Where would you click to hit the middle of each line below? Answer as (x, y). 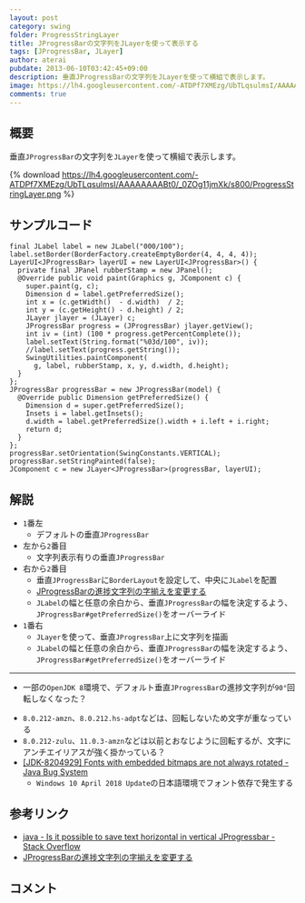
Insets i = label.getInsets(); (85, 414)
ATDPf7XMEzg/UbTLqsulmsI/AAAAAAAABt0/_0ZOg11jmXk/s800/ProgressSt (152, 185)
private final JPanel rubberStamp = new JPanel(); (115, 271)
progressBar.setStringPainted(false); (83, 462)
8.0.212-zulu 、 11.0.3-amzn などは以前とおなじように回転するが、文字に (157, 740)
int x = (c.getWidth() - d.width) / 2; (105, 302)
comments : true (38, 94)
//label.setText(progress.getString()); (103, 350)
